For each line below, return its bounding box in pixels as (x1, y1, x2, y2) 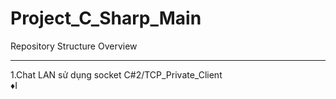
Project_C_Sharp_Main (10, 7, 202, 30)
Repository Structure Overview (10, 40, 138, 52)
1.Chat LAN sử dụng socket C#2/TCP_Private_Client (10, 68, 223, 81)
